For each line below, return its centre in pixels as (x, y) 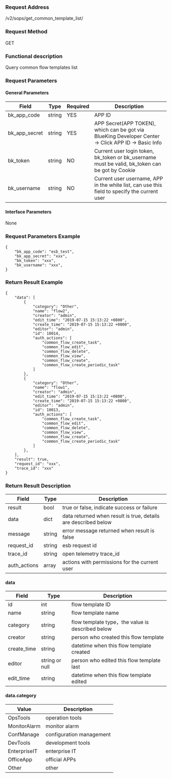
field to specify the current (126, 192)
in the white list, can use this (128, 185)
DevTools (19, 743)
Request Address (27, 7)
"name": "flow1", (51, 387)
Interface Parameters (28, 212)
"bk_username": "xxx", (39, 265)
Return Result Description (38, 485)
